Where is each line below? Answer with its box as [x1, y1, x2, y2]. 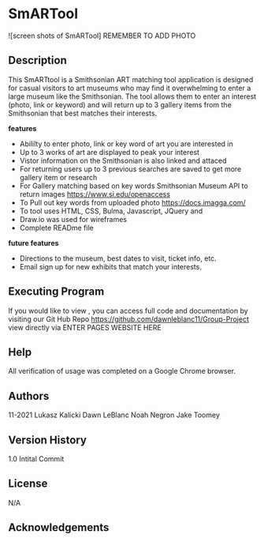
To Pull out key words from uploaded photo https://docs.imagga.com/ [19, 198, 246, 207]
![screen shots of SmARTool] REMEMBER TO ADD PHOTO [8, 31, 196, 40]
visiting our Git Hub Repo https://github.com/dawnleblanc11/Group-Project [8, 314, 250, 324]
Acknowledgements [8, 521, 110, 534]
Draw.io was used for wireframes [19, 214, 128, 224]
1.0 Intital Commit [8, 454, 65, 463]
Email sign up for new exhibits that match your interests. [19, 262, 203, 271]
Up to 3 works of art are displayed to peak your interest [19, 147, 199, 156]
